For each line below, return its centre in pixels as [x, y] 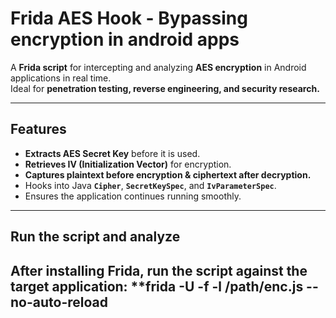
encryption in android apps [125, 39]
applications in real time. [61, 78]
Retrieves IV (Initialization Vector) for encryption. [128, 164]
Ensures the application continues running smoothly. [133, 196]
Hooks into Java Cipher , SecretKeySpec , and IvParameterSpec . [150, 185]
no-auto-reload [59, 302]
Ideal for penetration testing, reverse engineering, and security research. [165, 88]
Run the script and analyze [95, 237]
